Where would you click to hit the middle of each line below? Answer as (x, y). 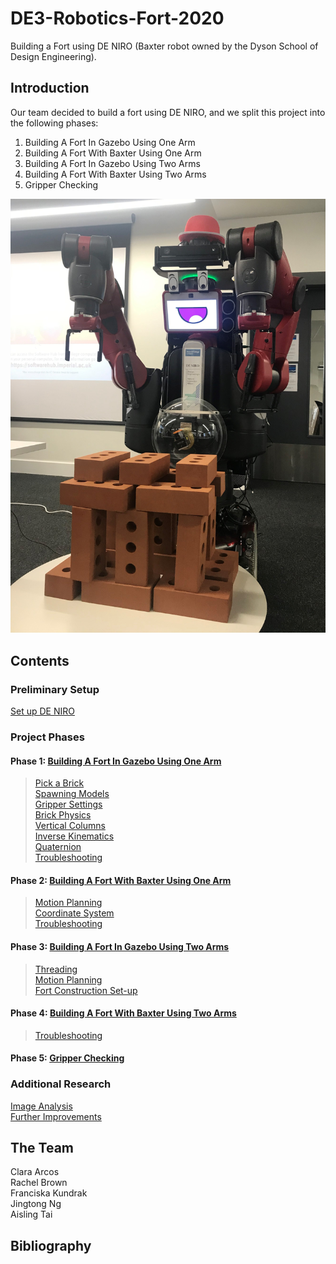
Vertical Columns (70, 826)
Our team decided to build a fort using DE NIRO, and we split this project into (168, 112)
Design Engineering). (53, 56)
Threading (56, 969)
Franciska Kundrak (49, 1193)
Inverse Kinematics (74, 836)
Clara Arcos (35, 1172)
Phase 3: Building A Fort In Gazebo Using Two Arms (120, 946)
